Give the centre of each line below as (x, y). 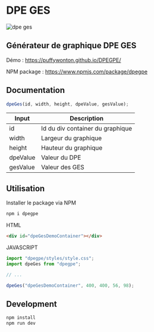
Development (32, 304)
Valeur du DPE (61, 157)
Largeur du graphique (71, 138)
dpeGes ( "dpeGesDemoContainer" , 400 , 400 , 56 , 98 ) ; (70, 286)
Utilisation (26, 188)
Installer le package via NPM (41, 203)
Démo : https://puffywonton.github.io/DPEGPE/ (64, 60)
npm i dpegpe (22, 214)
